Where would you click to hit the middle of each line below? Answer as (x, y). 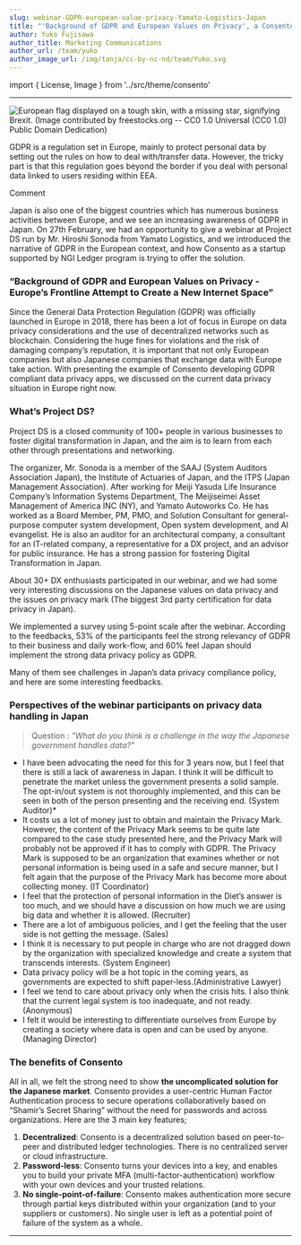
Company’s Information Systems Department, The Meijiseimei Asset (135, 496)
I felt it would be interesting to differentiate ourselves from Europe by (149, 1020)
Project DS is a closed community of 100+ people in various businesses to (146, 431)
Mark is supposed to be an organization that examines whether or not (150, 858)
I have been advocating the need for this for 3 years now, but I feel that (153, 762)
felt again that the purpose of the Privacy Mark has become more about (155, 876)
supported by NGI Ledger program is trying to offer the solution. (128, 258)
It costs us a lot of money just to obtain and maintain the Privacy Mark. (152, 819)
